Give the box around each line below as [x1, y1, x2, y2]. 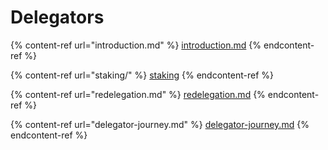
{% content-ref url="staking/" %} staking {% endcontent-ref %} [10, 69, 274, 81]
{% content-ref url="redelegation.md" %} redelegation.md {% [10, 88, 266, 100]
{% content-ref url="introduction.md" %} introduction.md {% [10, 39, 262, 51]
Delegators [10, 6, 105, 29]
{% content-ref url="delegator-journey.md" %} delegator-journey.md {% [10, 118, 310, 130]
